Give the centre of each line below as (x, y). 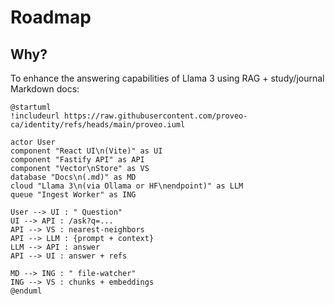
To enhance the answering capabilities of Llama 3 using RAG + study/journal (167, 78)
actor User (33, 142)
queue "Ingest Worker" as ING (73, 195)
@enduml (26, 291)
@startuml (31, 107)
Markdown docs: (45, 89)
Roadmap (51, 17)
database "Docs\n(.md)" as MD (73, 177)
